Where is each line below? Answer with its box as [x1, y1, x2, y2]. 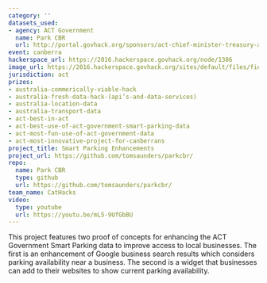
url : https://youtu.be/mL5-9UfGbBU [15, 211, 133, 219]
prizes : [8, 78, 34, 86]
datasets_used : [8, 19, 59, 27]
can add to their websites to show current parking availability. [8, 266, 210, 276]
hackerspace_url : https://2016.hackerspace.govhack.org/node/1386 [8, 56, 233, 64]
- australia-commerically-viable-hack [8, 85, 137, 94]
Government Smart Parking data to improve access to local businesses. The [8, 241, 257, 250]
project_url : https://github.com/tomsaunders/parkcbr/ [8, 151, 194, 159]
